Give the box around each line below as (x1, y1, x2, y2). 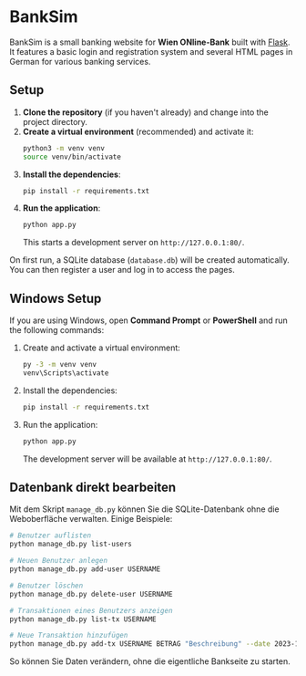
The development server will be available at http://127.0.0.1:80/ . (22, 453, 272, 464)
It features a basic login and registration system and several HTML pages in (9, 46, 293, 57)
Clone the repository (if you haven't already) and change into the (22, 107, 269, 118)
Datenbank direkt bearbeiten (9, 479, 177, 494)
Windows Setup (9, 290, 102, 307)
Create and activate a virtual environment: (22, 342, 180, 353)
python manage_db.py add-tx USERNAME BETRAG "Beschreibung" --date (9, 640, 271, 649)
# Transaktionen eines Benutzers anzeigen (9, 606, 173, 615)
